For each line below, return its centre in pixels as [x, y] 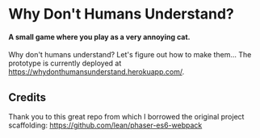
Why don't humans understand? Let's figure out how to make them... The [130, 55]
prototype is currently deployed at [65, 63]
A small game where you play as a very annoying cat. [100, 36]
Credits [27, 97]
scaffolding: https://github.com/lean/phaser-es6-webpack [105, 125]
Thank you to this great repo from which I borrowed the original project [126, 117]
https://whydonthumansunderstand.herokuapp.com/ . [96, 72]
